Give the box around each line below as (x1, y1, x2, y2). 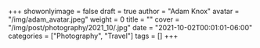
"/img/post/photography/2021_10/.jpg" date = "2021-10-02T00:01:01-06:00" (8, 23, 253, 32)
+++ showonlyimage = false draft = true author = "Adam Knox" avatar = (8, 7, 240, 15)
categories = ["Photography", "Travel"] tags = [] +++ (8, 31, 179, 40)
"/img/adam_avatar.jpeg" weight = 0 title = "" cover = (8, 15, 180, 24)
